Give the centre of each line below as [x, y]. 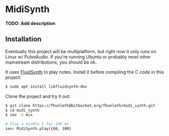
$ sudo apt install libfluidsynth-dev [46, 86]
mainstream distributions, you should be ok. [51, 62]
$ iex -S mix [19, 115]
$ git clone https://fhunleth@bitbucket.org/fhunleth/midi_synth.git [80, 105]
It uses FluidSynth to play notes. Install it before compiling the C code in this [84, 72]
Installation [23, 39]
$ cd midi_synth [22, 110]
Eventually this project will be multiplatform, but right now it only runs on [81, 51]
